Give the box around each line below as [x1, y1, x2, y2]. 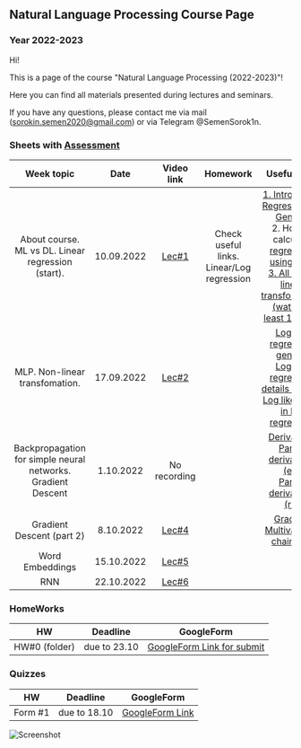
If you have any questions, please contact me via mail [9, 107, 208, 118]
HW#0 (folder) [13, 641, 76, 654]
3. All [268, 267, 289, 279]
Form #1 [13, 706, 50, 718]
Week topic [25, 167, 75, 180]
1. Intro [262, 188, 293, 200]
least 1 [263, 312, 293, 324]
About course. [20, 233, 81, 245]
